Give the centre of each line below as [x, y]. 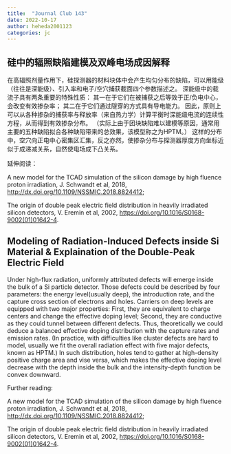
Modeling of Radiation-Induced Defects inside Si [113, 241]
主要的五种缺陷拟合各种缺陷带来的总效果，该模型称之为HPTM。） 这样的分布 [114, 132]
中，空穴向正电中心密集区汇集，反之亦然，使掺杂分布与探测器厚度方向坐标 [112, 140]
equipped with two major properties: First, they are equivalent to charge [109, 309]
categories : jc [29, 33]
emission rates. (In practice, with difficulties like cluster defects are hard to [113, 338]
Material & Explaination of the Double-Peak [101, 252]
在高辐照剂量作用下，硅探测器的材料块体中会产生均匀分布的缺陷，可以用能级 [115, 80]
